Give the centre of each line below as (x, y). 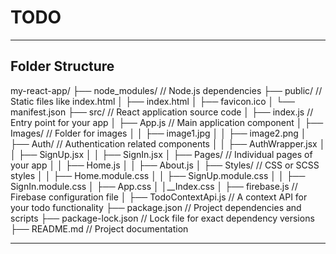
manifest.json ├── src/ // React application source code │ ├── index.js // (162, 112)
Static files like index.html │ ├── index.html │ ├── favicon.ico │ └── (153, 101)
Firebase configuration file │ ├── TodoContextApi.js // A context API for (159, 197)
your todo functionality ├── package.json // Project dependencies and (156, 207)
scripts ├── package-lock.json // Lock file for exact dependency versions (162, 218)
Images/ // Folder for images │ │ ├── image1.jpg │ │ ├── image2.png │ (158, 133)
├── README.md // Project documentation (99, 228)
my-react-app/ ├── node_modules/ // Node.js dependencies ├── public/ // (166, 90)
